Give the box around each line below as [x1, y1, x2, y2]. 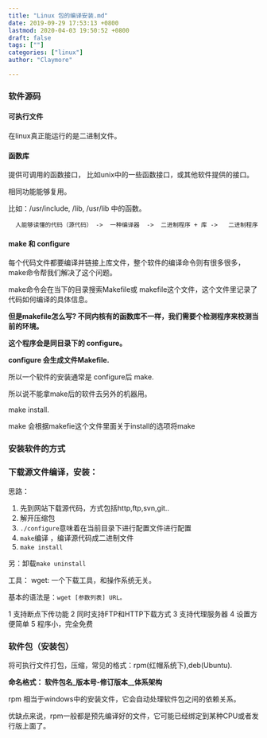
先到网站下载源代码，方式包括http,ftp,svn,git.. [19, 503, 169, 513]
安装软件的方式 [8, 443, 66, 454]
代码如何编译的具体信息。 [8, 295, 92, 305]
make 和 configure [8, 239, 70, 248]
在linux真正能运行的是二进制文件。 [8, 131, 122, 140]
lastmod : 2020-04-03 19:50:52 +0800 [8, 26, 130, 34]
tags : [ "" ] [8, 41, 44, 49]
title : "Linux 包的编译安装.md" [8, 11, 109, 20]
